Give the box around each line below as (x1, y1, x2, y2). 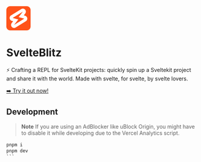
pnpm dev (6, 147, 28, 154)
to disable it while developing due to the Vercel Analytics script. (21, 129, 180, 137)
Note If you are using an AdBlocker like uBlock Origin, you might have (21, 123, 195, 130)
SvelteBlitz (6, 46, 62, 60)
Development (6, 107, 59, 117)
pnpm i (6, 141, 23, 147)
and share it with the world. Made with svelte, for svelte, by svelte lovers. (6, 75, 189, 82)
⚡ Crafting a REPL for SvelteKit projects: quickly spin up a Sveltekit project (6, 66, 192, 73)
